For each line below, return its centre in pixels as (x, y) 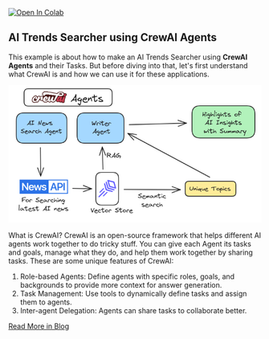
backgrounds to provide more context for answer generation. (121, 284)
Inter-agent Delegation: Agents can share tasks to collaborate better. (133, 310)
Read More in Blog (39, 326)
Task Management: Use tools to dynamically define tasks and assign (133, 293)
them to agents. (46, 302)
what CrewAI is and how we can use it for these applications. (109, 74)
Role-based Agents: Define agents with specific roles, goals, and (127, 276)
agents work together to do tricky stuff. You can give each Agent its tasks (130, 243)
